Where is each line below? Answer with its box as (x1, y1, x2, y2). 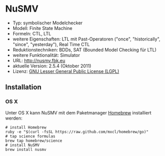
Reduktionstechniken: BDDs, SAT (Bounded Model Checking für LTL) (12, 47, 157, 53)
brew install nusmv (5, 147, 47, 152)
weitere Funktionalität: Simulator (12, 52, 80, 58)
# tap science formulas (5, 134, 56, 139)
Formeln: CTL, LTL (12, 30, 52, 36)
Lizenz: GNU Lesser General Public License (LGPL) (12, 68, 119, 74)
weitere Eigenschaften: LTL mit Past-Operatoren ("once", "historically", (12, 36, 161, 42)
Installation (5, 83, 42, 92)
